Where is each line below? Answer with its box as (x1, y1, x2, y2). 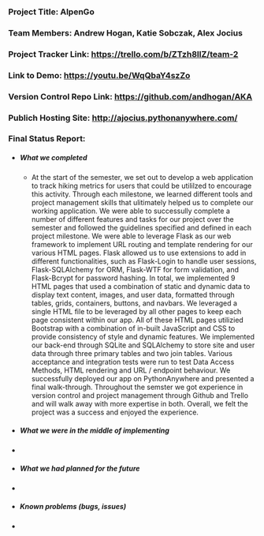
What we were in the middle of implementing (19, 425, 169, 436)
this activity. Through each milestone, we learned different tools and (31, 189, 253, 199)
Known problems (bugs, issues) (19, 501, 127, 511)
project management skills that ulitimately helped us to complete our (31, 198, 254, 208)
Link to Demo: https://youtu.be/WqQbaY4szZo (8, 69, 191, 81)
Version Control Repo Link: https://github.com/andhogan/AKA (8, 91, 253, 102)
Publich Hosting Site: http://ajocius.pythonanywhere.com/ (8, 112, 238, 123)
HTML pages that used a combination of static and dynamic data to (31, 282, 251, 291)
